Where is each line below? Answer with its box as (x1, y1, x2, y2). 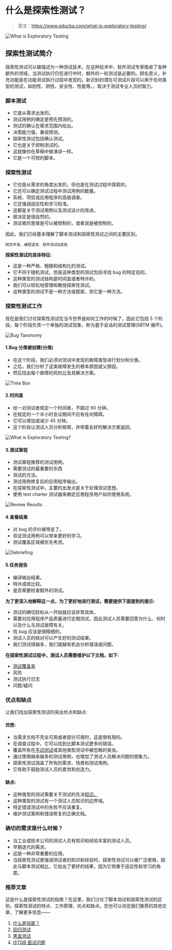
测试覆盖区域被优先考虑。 (12, 539, 67, 545)
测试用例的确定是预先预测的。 (12, 116, 76, 122)
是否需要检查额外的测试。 (12, 587, 67, 593)
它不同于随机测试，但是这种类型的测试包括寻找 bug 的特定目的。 (12, 269, 149, 276)
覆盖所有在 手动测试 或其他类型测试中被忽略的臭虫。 (12, 747, 121, 753)
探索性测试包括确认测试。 (12, 136, 67, 142)
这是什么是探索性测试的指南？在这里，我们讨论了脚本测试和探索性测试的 (5, 896, 158, 902)
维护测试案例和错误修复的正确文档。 (12, 811, 90, 817)
